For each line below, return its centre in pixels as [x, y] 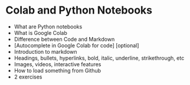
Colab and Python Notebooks [79, 10]
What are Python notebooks [48, 27]
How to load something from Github [58, 70]
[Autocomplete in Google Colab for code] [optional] [76, 45]
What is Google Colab [40, 32]
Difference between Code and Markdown [64, 39]
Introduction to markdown [45, 51]
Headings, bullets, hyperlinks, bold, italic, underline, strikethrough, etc [99, 58]
